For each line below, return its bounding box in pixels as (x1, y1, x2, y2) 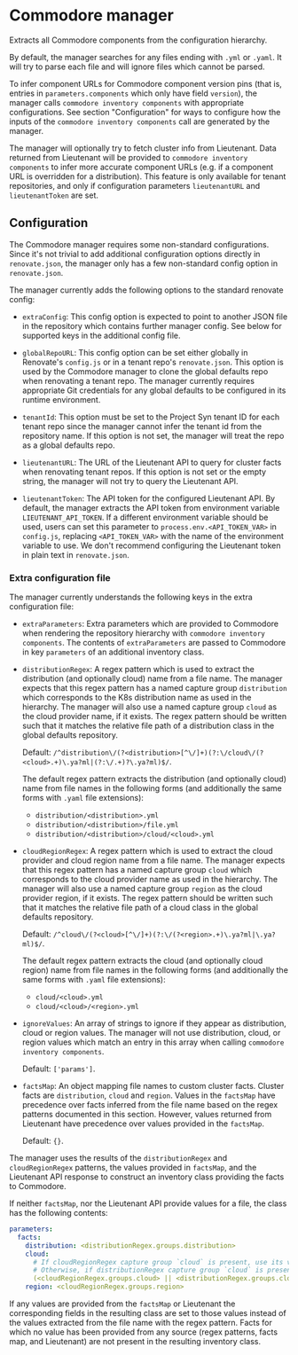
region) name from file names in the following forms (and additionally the (21, 965, 288, 975)
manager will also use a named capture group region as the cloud (21, 883, 263, 894)
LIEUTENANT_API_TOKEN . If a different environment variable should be (21, 512, 269, 522)
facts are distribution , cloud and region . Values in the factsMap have (21, 1090, 277, 1100)
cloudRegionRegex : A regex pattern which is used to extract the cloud (21, 846, 273, 857)
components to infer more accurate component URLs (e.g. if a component (9, 161, 274, 172)
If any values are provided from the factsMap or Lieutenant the (9, 1298, 236, 1309)
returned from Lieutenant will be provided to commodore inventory (9, 152, 248, 162)
